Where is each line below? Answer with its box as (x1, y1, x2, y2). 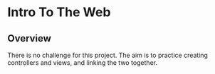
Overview (7, 32, 52, 44)
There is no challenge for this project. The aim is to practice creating (7, 51, 209, 59)
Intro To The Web (7, 4, 111, 20)
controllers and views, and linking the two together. (7, 58, 158, 67)
